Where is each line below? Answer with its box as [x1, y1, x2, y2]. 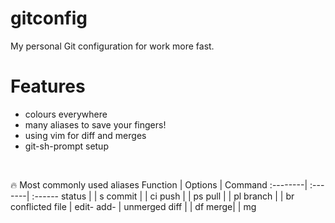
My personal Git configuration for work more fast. [10, 40, 215, 52]
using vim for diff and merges [24, 129, 147, 141]
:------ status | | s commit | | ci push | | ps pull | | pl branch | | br [31, 190, 295, 202]
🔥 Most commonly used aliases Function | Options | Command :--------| [10, 178, 308, 191]
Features [10, 75, 86, 98]
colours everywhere [24, 108, 108, 120]
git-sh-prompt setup [24, 140, 109, 152]
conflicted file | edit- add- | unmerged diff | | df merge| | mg [10, 200, 257, 212]
